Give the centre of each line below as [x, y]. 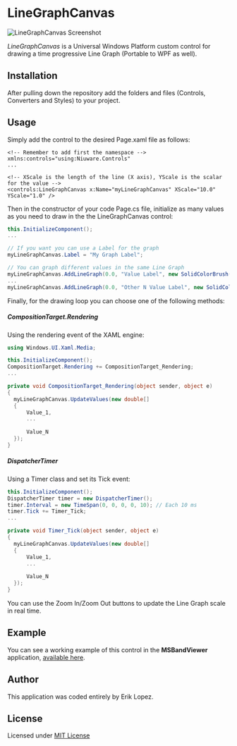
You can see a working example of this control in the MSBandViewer [108, 649]
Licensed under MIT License [49, 735]
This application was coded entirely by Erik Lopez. [80, 697]
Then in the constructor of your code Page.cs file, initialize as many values [116, 209]
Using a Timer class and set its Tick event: [69, 479]
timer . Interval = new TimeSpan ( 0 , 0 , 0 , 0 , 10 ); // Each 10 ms [102, 505]
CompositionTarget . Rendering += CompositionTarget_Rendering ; [101, 367]
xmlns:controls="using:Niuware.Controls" [69, 159]
